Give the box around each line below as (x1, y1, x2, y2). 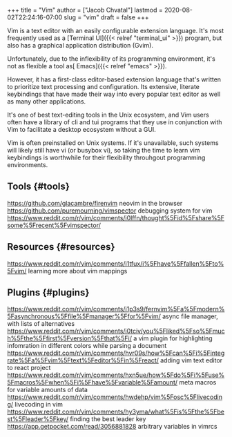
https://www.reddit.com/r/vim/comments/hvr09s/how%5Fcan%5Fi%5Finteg (7, 349, 225, 358)
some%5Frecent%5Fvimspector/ (7, 221, 101, 229)
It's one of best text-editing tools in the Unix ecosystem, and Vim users (7, 110, 209, 119)
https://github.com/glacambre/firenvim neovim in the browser (7, 199, 183, 207)
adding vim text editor (159, 356, 223, 365)
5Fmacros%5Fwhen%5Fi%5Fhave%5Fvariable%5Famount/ (7, 378, 178, 387)
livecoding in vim (14, 400, 64, 409)
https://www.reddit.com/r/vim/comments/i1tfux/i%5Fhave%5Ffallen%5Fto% (7, 259, 224, 268)
